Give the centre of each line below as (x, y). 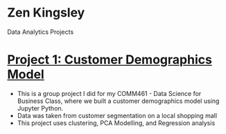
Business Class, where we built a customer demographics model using (118, 101)
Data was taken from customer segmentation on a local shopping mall (117, 115)
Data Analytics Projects (41, 32)
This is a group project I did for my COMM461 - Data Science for (109, 93)
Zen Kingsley (46, 13)
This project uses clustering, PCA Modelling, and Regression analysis (116, 123)
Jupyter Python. (40, 108)
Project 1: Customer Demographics (110, 60)
